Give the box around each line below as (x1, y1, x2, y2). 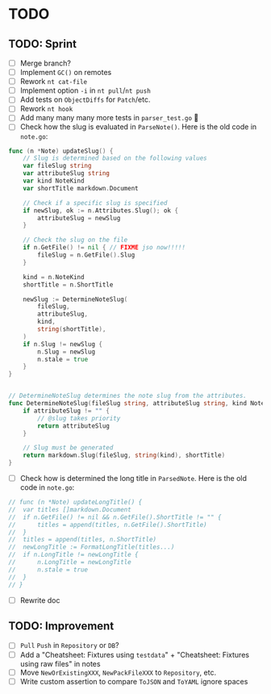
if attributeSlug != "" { (23, 407, 110, 415)
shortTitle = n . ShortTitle (23, 280, 114, 289)
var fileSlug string (23, 162, 92, 170)
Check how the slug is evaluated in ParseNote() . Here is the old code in (19, 122, 257, 132)
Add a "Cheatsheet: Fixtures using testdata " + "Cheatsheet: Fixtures (19, 650, 250, 659)
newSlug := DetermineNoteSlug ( (23, 295, 128, 303)
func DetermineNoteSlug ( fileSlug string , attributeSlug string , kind (8, 399, 248, 408)
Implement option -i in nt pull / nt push (19, 86, 151, 95)
